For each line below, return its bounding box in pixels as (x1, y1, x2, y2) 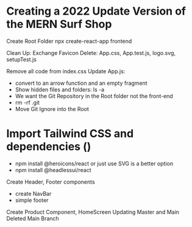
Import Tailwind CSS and (6, 127, 134, 141)
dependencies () (6, 140, 91, 154)
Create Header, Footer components (6, 178, 96, 186)
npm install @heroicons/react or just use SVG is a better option (15, 160, 174, 167)
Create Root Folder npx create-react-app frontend (6, 37, 132, 45)
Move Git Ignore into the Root (15, 105, 90, 112)
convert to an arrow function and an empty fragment (15, 79, 148, 87)
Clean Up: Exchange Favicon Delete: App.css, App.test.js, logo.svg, (6, 49, 176, 56)
